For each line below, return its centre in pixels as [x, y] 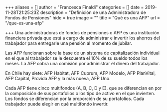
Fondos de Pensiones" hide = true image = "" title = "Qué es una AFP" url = [83, 18]
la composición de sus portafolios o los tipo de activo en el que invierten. [80, 93]
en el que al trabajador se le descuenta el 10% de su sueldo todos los [77, 58]
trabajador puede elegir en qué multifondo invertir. [57, 104]
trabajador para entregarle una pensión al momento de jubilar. [69, 43]
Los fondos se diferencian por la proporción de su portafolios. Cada [75, 99]
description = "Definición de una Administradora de [93, 12]
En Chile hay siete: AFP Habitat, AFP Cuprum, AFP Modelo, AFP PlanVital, [81, 73]
